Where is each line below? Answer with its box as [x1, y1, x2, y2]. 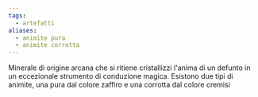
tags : [8, 11, 26, 20]
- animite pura [15, 33, 66, 42]
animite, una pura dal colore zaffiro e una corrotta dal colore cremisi [8, 80, 230, 90]
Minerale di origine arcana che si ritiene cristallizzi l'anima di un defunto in [8, 63, 252, 72]
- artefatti [15, 19, 56, 27]
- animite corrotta [15, 41, 80, 49]
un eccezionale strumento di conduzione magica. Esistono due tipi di [8, 72, 233, 81]
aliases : [8, 26, 37, 34]
